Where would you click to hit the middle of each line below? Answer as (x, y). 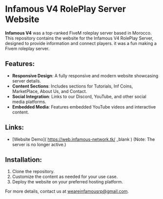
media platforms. (29, 102)
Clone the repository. (33, 172)
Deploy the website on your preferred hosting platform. (67, 182)
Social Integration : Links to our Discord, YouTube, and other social (79, 96)
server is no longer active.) (39, 144)
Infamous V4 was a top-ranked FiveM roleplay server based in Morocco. (78, 33)
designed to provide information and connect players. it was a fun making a (81, 43)
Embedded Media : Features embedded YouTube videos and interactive (84, 107)
